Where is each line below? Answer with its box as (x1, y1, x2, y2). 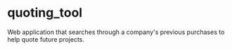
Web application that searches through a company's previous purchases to (7, 28, 225, 36)
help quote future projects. (7, 35, 85, 43)
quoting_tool (7, 5, 83, 21)
